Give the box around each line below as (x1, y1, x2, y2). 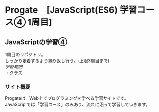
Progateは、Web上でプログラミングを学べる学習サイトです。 (5, 95, 129, 101)
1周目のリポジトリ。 (5, 52, 46, 57)
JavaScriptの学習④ (5, 38, 68, 46)
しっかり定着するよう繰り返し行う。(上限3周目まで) (5, 58, 110, 64)
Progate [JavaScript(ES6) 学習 (5, 4, 137, 16)
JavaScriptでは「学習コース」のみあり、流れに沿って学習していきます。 (5, 101, 151, 108)
